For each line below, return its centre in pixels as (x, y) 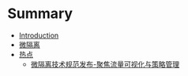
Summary (40, 14)
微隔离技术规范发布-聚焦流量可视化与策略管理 (105, 64)
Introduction (39, 35)
